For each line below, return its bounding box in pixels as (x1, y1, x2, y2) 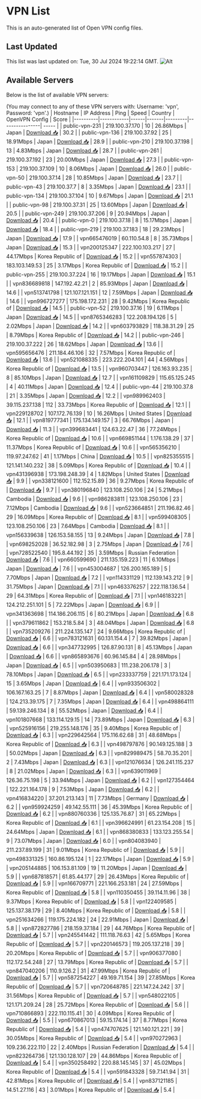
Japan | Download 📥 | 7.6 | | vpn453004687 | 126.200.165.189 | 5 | (6, 565, 171, 572)
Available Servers (6, 75, 74, 86)
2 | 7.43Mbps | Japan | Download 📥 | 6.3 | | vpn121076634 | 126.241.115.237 (6, 758, 194, 766)
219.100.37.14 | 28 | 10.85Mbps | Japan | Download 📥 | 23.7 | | (29, 174, 182, 181)
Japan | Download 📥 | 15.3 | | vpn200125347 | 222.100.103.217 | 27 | (6, 243, 175, 251)
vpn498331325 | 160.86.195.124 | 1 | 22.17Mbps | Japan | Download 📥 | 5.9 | (6, 855, 194, 862)
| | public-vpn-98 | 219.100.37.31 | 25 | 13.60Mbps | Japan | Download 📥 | (6, 201, 188, 208)
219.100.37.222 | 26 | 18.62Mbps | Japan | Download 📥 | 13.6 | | (6, 340, 163, 348)
